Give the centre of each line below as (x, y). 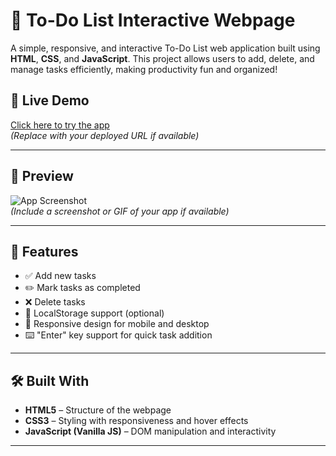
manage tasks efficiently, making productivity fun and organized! (144, 69)
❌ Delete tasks (55, 302)
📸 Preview (42, 176)
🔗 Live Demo (50, 100)
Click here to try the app (60, 125)
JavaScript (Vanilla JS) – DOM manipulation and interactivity (150, 431)
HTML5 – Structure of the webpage (98, 410)
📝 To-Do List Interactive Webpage (153, 20)
